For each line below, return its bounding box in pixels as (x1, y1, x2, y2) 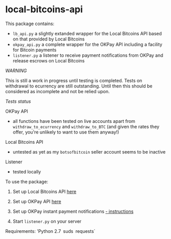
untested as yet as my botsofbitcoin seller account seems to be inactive (12, 148, 166, 155)
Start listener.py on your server (12, 218, 82, 224)
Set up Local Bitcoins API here (12, 188, 77, 194)
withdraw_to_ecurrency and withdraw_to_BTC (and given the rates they (12, 123, 160, 129)
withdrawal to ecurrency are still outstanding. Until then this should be (5, 83, 153, 89)
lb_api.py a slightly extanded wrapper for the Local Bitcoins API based (12, 30, 162, 36)
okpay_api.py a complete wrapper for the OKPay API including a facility (12, 41, 162, 47)
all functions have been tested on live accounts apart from (12, 118, 135, 124)
